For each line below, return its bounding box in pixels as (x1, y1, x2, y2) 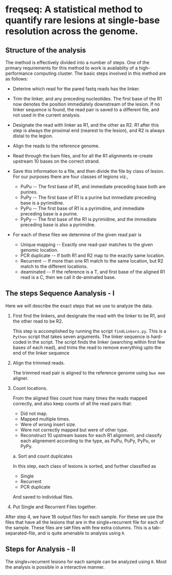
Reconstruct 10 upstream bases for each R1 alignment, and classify (20, 432, 162, 438)
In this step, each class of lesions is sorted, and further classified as (12, 463, 156, 469)
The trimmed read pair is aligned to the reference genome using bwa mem (12, 369, 165, 375)
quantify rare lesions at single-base (5, 14, 160, 26)
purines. (20, 189, 38, 195)
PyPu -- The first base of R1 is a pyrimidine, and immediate (20, 205, 145, 211)
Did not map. (20, 410, 48, 417)
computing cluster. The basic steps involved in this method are (34, 70, 166, 76)
